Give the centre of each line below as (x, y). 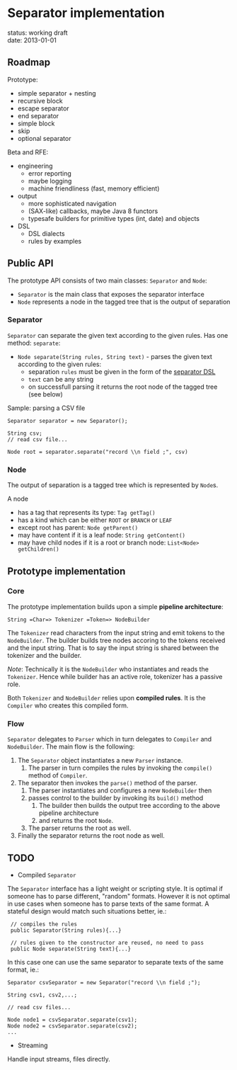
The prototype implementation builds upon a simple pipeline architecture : (116, 606)
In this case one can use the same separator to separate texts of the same (116, 962)
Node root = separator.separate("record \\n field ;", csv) (98, 452)
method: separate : (34, 343)
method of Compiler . (58, 775)
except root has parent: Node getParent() (78, 528)
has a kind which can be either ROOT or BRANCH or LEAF (95, 520)
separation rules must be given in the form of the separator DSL (122, 371)
